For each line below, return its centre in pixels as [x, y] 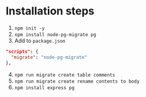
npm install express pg [45, 88]
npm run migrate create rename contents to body [77, 81]
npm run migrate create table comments [65, 75]
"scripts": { [22, 52]
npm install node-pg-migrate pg [55, 34]
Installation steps [50, 11]
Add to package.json [40, 40]
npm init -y [29, 28]
